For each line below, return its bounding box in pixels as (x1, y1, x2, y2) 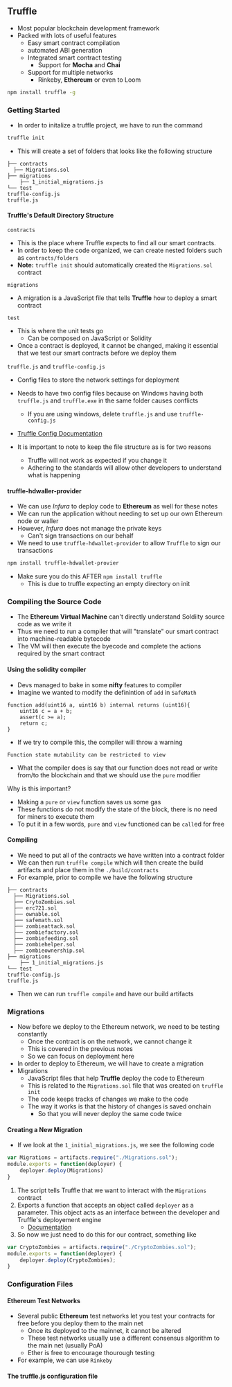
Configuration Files (7, 1280, 73, 1289)
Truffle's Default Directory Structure (7, 211, 114, 220)
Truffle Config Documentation (17, 430, 102, 438)
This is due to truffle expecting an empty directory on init (27, 580, 190, 588)
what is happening (27, 471, 81, 479)
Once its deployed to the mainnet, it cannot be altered (27, 1327, 181, 1335)
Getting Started (7, 105, 60, 115)
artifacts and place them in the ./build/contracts (17, 865, 159, 874)
